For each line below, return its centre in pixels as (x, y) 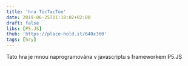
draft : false (23, 23)
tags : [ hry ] (21, 40)
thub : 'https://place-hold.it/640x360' (57, 34)
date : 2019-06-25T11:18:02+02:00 (49, 17)
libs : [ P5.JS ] (24, 28)
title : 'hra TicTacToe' (36, 12)
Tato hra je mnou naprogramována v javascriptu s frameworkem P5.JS (94, 57)
